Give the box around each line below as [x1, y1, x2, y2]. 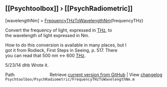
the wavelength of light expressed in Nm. [5, 32, 90, 38]
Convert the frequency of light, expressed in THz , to [5, 27, 112, 33]
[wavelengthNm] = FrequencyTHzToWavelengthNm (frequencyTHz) [5, 17, 144, 23]
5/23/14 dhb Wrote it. [5, 62, 49, 68]
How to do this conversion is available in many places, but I [5, 42, 127, 48]
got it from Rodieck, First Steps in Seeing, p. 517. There [5, 47, 118, 53]
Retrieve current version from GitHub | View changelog [49, 72, 163, 78]
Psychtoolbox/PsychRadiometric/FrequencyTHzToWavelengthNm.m [5, 77, 135, 82]
